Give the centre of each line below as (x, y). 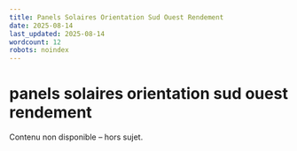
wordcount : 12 (35, 42)
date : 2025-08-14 (41, 26)
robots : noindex (39, 50)
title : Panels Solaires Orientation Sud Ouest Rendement (117, 17)
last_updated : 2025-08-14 (57, 34)
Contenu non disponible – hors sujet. (76, 137)
